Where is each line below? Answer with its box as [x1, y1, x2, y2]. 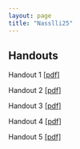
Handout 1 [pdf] [8, 70, 60, 80]
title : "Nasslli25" [8, 19, 74, 27]
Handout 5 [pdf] [8, 132, 62, 142]
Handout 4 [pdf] [8, 117, 62, 127]
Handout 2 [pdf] [8, 86, 62, 95]
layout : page [8, 11, 52, 20]
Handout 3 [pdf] [8, 101, 62, 111]
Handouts [8, 49, 58, 62]
